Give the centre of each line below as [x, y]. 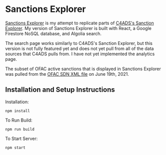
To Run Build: [19, 120]
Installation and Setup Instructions [60, 90]
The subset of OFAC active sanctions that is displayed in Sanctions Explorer [83, 69]
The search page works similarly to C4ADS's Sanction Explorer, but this [79, 43]
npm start [15, 148]
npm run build [20, 129]
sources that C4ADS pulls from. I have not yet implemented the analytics [80, 54]
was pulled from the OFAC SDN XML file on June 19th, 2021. [67, 74]
